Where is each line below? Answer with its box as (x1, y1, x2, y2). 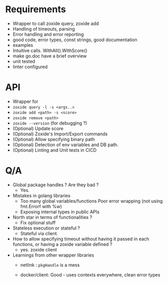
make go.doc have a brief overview (12, 52, 87, 59)
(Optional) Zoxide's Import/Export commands (12, 131, 108, 137)
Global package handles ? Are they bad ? (12, 182, 99, 188)
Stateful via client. (20, 230, 59, 236)
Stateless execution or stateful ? (12, 225, 80, 231)
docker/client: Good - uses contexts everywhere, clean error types (20, 271, 160, 278)
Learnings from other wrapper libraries (12, 252, 94, 258)
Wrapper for (12, 98, 39, 104)
